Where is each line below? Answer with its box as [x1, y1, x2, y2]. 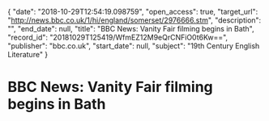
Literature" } [7, 50, 49, 59]
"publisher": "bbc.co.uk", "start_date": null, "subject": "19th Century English [7, 41, 260, 51]
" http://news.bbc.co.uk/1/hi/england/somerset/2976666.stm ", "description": [7, 15, 262, 25]
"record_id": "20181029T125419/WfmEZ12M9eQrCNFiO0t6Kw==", [7, 32, 228, 42]
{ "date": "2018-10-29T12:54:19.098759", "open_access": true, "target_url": [7, 7, 258, 16]
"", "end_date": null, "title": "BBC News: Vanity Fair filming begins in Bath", [7, 24, 254, 33]
